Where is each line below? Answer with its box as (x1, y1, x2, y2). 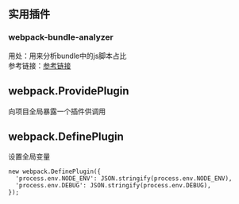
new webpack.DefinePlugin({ (8, 167, 102, 176)
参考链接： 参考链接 (8, 60, 71, 70)
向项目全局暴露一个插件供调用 (8, 106, 106, 116)
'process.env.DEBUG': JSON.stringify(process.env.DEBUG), (15, 182, 212, 190)
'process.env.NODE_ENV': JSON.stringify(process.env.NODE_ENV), (15, 175, 233, 183)
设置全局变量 (8, 152, 50, 161)
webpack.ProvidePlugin (8, 84, 129, 98)
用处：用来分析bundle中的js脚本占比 (8, 51, 127, 60)
